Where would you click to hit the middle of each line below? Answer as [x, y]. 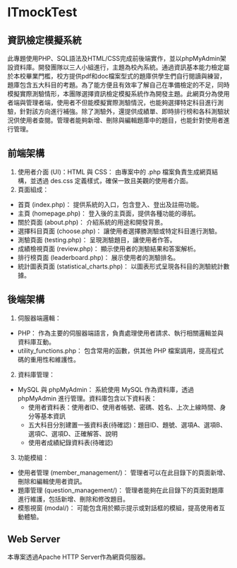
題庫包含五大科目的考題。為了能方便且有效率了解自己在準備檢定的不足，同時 [119, 85]
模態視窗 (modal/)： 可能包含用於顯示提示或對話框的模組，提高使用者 [118, 508]
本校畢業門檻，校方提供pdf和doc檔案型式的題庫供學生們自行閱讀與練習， [120, 76]
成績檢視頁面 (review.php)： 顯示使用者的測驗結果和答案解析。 [108, 249]
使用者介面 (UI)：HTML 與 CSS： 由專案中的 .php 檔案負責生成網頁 [115, 172]
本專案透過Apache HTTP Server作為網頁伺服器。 [78, 557]
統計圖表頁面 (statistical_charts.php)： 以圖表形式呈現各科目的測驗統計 [120, 266]
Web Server [34, 539]
